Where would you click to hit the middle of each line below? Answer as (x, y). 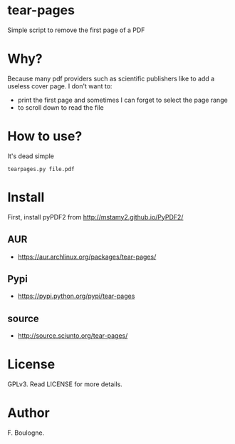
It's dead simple (31, 156)
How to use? (45, 136)
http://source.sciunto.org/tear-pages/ (73, 336)
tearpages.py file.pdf (41, 169)
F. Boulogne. (26, 433)
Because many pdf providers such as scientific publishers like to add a (111, 78)
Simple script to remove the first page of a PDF (76, 30)
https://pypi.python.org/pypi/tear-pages (76, 296)
